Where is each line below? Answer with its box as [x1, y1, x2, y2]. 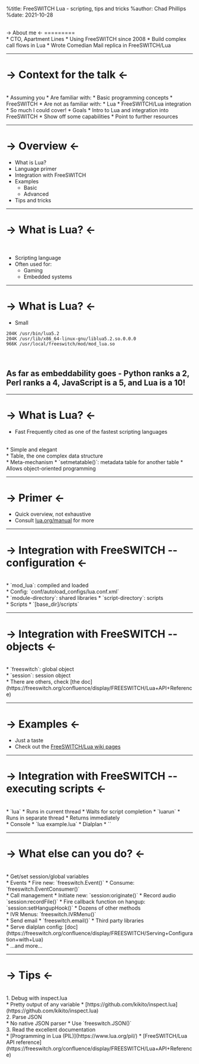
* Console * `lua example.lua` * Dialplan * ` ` [6, 821, 111, 828]
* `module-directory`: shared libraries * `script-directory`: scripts [6, 595, 164, 602]
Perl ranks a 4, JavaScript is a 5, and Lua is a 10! [6, 378, 185, 388]
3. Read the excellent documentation [6, 1026, 96, 1033]
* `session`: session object [6, 672, 71, 679]
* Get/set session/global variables [6, 873, 89, 880]
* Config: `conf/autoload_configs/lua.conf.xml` [6, 588, 120, 595]
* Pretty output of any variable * [6, 1001, 84, 1008]
